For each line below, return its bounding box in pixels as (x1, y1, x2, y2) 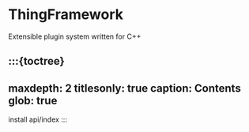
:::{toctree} (8, 55, 65, 68)
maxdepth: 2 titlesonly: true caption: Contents (8, 81, 241, 95)
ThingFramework (8, 6, 124, 24)
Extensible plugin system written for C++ (8, 32, 141, 41)
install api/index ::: (8, 115, 67, 124)
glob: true (8, 93, 58, 107)
